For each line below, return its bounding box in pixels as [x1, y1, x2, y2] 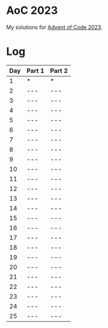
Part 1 [26, 66, 44, 75]
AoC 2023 [6, 4, 58, 17]
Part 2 [50, 66, 68, 75]
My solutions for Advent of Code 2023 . [6, 24, 103, 31]
